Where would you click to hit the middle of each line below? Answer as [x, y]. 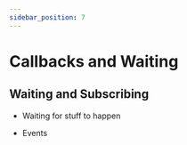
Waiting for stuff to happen [71, 116]
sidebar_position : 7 [48, 17]
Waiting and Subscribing [79, 94]
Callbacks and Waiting [94, 61]
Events [35, 133]
